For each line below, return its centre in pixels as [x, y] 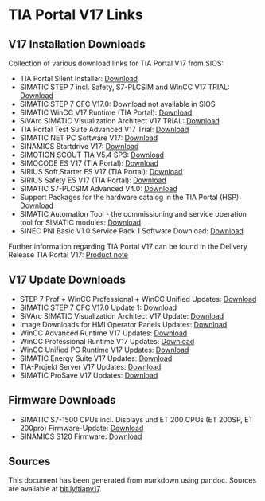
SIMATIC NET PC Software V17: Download [89, 138]
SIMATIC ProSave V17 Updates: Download [89, 375]
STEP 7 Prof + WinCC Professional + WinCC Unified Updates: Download [138, 299]
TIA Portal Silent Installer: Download [78, 78]
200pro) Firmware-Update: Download [82, 428]
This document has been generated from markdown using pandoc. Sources [132, 480]
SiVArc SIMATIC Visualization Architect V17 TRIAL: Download [120, 121]
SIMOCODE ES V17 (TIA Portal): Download [89, 163]
